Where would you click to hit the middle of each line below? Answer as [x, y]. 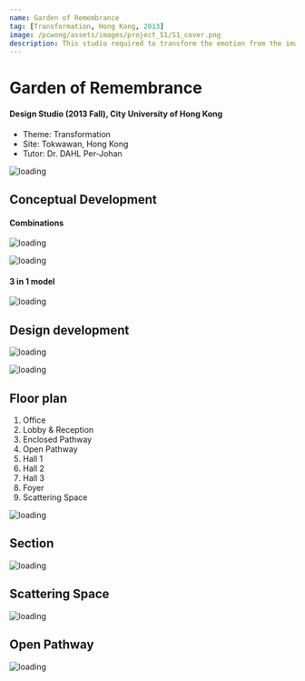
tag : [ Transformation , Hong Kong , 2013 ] [87, 26]
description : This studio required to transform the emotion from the [146, 43]
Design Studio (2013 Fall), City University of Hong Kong [116, 114]
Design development [69, 330]
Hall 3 [34, 478]
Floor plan [39, 398]
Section [32, 543]
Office [34, 420]
